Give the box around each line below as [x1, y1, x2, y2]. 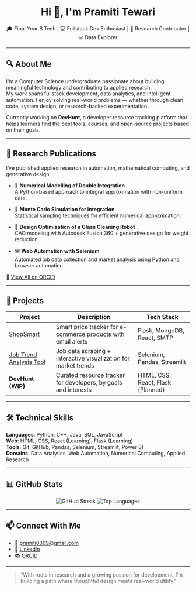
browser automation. [14, 262, 65, 269]
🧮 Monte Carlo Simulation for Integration [14, 205, 115, 212]
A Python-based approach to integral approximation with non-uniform [14, 188, 183, 195]
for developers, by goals [55, 379, 123, 387]
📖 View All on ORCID [6, 273, 55, 280]
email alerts [55, 338, 88, 346]
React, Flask [138, 379, 171, 387]
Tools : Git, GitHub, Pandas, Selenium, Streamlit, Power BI [6, 444, 143, 451]
